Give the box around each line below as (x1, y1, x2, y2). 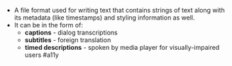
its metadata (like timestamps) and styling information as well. (13, 13, 195, 22)
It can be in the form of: (13, 21, 84, 29)
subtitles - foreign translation (24, 36, 111, 44)
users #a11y (24, 51, 59, 59)
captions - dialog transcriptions (24, 28, 118, 37)
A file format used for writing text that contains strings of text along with (13, 6, 225, 14)
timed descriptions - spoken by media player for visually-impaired (24, 44, 220, 51)
